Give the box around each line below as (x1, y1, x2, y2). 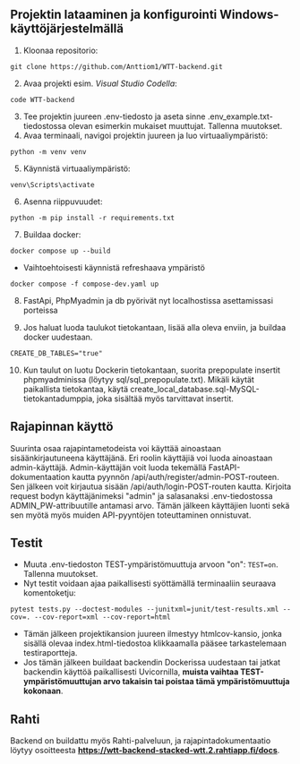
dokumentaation (10, 471, 71, 482)
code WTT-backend (10, 95, 75, 104)
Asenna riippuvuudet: (22, 196, 103, 207)
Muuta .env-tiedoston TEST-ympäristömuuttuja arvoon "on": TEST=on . (22, 559, 279, 570)
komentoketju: (22, 588, 77, 598)
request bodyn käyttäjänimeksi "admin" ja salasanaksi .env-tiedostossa (10, 490, 273, 501)
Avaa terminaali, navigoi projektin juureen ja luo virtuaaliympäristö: (22, 130, 268, 141)
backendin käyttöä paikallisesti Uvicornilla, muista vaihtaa (22, 666, 239, 677)
